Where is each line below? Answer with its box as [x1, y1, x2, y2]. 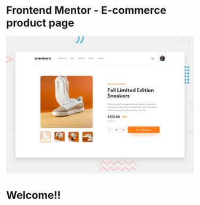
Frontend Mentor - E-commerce [6, 4, 167, 17]
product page [6, 16, 74, 30]
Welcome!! [6, 188, 61, 202]
